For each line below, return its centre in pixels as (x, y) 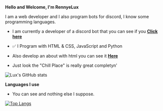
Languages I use (22, 84)
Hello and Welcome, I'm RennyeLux (42, 7)
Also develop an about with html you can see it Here (65, 56)
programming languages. (30, 22)
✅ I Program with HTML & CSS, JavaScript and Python (67, 46)
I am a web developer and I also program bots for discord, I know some (77, 16)
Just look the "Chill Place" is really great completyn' (65, 65)
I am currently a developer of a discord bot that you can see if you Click (85, 31)
